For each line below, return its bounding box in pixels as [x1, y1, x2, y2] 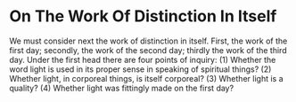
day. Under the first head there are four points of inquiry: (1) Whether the [9, 54, 276, 65]
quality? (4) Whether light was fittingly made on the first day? [9, 82, 234, 93]
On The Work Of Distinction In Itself [9, 6, 277, 27]
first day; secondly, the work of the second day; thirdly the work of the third [9, 44, 287, 55]
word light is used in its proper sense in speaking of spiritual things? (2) [9, 64, 272, 75]
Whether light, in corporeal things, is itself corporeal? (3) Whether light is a [9, 73, 284, 83]
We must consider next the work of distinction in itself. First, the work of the [9, 35, 288, 46]
